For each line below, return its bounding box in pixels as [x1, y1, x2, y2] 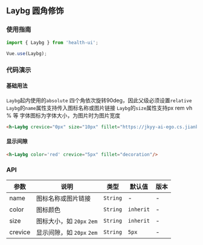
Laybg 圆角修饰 [6, 5, 64, 16]
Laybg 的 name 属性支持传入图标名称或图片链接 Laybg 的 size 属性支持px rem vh [6, 104, 193, 111]
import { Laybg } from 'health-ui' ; [6, 39, 98, 45]
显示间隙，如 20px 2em [36, 228, 98, 237]
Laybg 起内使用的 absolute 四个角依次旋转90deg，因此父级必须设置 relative [6, 96, 192, 104]
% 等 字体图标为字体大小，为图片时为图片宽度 [6, 111, 121, 119]
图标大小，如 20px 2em [36, 217, 98, 225]
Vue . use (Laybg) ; [6, 50, 47, 56]
